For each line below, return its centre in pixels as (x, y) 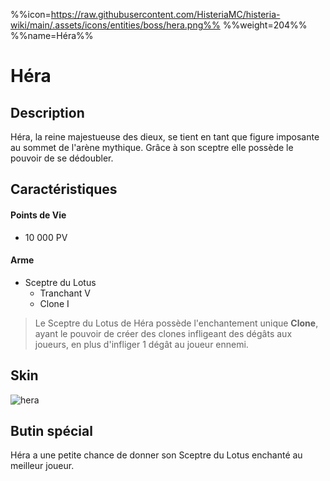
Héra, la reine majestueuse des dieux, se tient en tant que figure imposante (165, 137)
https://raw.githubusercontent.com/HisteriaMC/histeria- (165, 14)
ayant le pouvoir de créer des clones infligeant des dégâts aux (163, 333)
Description (47, 112)
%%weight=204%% (265, 25)
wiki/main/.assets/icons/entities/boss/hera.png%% (115, 25)
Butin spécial (51, 431)
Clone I (54, 303)
